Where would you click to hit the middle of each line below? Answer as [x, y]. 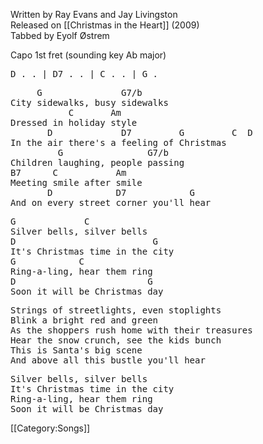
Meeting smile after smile [76, 182]
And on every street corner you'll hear [111, 202]
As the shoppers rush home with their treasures [131, 330]
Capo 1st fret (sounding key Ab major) [88, 55]
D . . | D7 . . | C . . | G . [84, 74]
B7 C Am [68, 172]
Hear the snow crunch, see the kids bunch [116, 340]
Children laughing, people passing [97, 162]
